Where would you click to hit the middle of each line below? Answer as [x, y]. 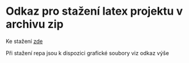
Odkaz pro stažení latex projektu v [94, 11]
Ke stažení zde [24, 41]
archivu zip [35, 24]
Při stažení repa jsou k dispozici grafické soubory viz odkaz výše [87, 53]
